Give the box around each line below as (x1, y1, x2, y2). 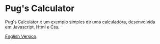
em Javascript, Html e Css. (5, 24, 60, 29)
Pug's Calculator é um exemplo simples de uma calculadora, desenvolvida (5, 19, 156, 25)
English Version (5, 33, 37, 39)
